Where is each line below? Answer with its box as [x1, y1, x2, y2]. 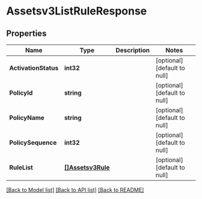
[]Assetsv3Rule [64, 163, 110, 171]
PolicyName [9, 113, 45, 122]
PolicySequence [9, 139, 57, 147]
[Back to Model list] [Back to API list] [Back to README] [6, 186, 144, 194]
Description [115, 46, 150, 54]
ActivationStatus [9, 64, 59, 72]
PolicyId [9, 89, 33, 97]
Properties [6, 28, 47, 39]
